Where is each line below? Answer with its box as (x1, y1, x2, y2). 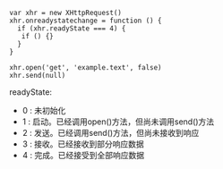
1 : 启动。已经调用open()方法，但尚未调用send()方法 (21, 116, 215, 127)
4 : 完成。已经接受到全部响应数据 (21, 150, 145, 160)
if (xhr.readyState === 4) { (17, 24, 126, 33)
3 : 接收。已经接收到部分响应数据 (21, 139, 145, 149)
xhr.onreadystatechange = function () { (9, 16, 163, 25)
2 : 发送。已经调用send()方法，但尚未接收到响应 (21, 128, 200, 138)
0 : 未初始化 (21, 106, 66, 115)
